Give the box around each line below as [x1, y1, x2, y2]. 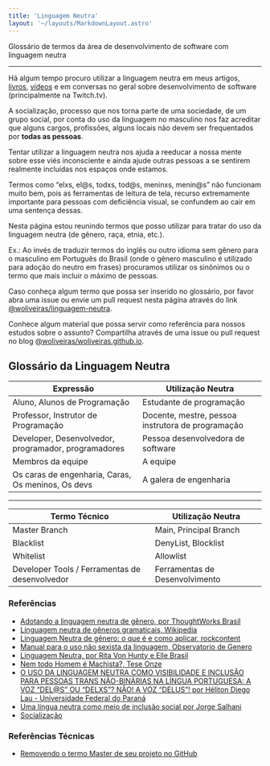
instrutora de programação [141, 420, 243, 431]
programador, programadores [12, 443, 125, 455]
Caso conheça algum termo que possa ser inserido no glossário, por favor [8, 286, 255, 296]
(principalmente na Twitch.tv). [8, 90, 108, 100]
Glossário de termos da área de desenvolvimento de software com [8, 41, 229, 51]
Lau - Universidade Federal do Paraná [19, 693, 146, 702]
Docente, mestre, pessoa [141, 410, 237, 421]
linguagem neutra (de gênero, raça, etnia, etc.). [8, 229, 165, 239]
